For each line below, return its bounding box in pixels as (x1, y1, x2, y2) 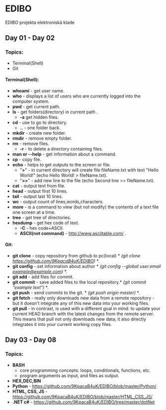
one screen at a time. (12, 209, 56, 215)
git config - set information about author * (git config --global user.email (12, 263, 161, 269)
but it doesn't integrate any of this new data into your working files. (12, 300, 150, 306)
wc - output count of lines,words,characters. (12, 198, 104, 204)
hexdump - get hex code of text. (12, 220, 79, 226)
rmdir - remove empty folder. (12, 135, 72, 141)
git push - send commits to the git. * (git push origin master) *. (12, 290, 140, 296)
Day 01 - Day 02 (5, 34, 55, 42)
